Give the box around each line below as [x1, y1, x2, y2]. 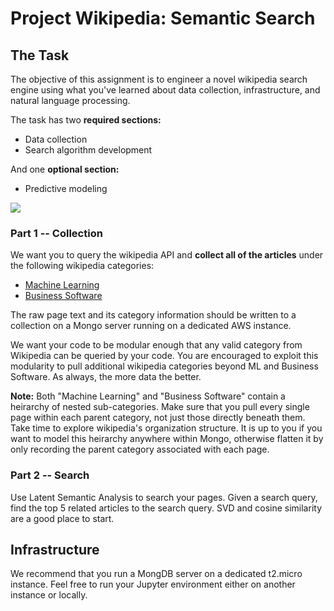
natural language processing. [10, 95, 131, 106]
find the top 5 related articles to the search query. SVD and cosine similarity [10, 502, 323, 514]
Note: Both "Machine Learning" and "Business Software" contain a [10, 390, 286, 402]
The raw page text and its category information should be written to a [10, 309, 297, 321]
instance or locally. [10, 589, 88, 601]
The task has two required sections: [10, 114, 162, 126]
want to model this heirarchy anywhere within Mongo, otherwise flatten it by [10, 433, 324, 445]
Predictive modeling [24, 183, 108, 194]
